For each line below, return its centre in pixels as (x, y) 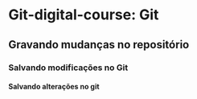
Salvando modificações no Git (68, 68)
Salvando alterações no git (54, 87)
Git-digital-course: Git (84, 15)
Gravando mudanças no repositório (99, 45)
